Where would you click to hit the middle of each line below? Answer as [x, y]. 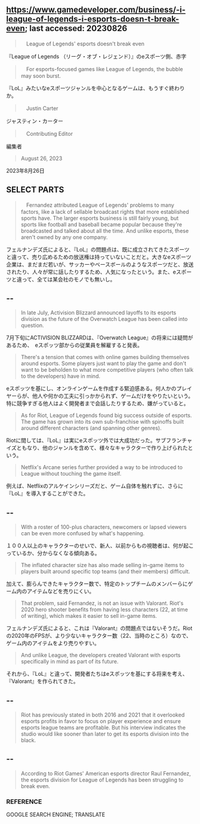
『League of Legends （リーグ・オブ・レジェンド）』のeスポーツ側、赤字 [96, 56]
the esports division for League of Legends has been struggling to [102, 780]
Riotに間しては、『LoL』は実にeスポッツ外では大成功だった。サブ [86, 440]
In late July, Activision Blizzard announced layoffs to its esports [99, 313]
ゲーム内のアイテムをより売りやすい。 [53, 643]
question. [32, 326]
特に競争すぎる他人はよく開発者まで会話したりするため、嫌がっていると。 [98, 403]
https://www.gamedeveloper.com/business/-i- [96, 10]
